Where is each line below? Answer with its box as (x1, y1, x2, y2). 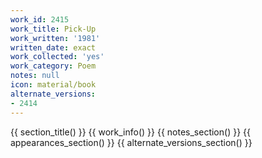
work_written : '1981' (10, 33, 101, 43)
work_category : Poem (10, 61, 97, 71)
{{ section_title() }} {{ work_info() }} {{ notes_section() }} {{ (10, 126, 251, 138)
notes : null (10, 71, 60, 81)
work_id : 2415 (10, 14, 70, 25)
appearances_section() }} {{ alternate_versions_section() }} (10, 136, 253, 148)
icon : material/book (10, 80, 97, 90)
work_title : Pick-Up (10, 24, 97, 34)
